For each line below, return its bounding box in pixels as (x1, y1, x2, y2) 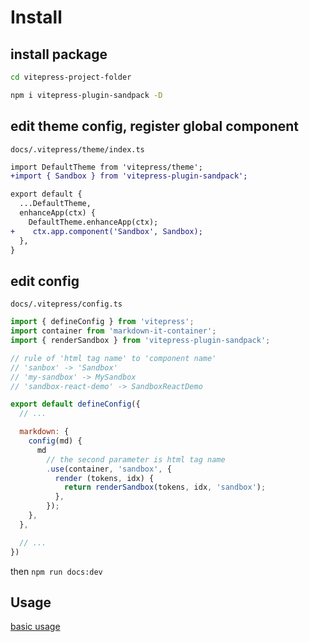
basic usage (10, 621, 61, 633)
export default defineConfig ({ (10, 399, 141, 410)
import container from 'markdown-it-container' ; (10, 326, 217, 336)
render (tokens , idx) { (54, 473, 155, 483)
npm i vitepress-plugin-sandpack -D (10, 90, 163, 100)
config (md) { (28, 436, 83, 446)
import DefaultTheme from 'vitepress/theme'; (10, 162, 203, 172)
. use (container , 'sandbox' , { (46, 464, 172, 474)
